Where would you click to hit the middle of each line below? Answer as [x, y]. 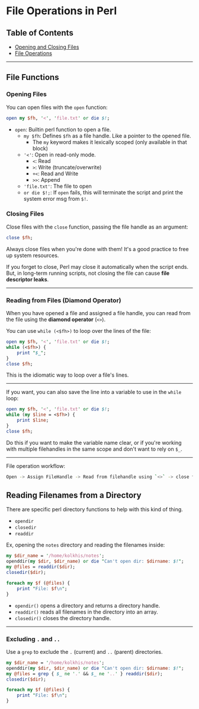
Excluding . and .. [33, 639]
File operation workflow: [36, 466]
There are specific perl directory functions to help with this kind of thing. [95, 509]
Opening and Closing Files [47, 47]
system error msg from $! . [56, 198]
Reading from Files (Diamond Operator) [64, 300]
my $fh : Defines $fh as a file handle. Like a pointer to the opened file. [107, 136]
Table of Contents [40, 33]
